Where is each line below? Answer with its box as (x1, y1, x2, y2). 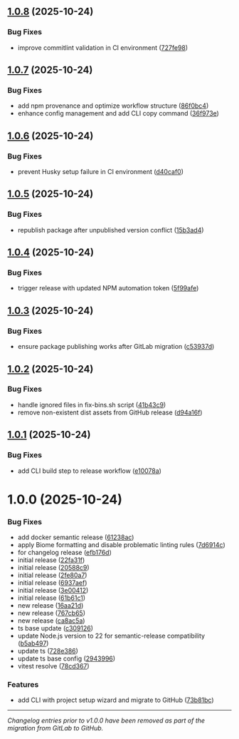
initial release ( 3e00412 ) (17, 586, 89, 594)
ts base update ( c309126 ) (17, 623, 94, 632)
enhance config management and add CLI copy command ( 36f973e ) (17, 109, 219, 118)
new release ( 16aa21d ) (17, 601, 84, 609)
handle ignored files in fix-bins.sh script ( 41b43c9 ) (17, 400, 166, 409)
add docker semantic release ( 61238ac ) (17, 533, 134, 541)
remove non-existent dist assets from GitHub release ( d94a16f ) (17, 408, 203, 417)
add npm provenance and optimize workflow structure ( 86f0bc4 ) (17, 101, 209, 110)
